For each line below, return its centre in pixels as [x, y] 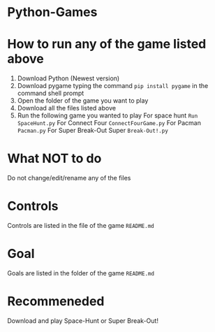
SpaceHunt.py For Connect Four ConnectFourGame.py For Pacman [109, 123]
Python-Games [52, 12]
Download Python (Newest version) [68, 78]
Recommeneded [56, 302]
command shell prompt [51, 93]
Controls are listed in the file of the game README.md [81, 225]
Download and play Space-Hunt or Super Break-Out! [83, 320]
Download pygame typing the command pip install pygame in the [113, 86]
